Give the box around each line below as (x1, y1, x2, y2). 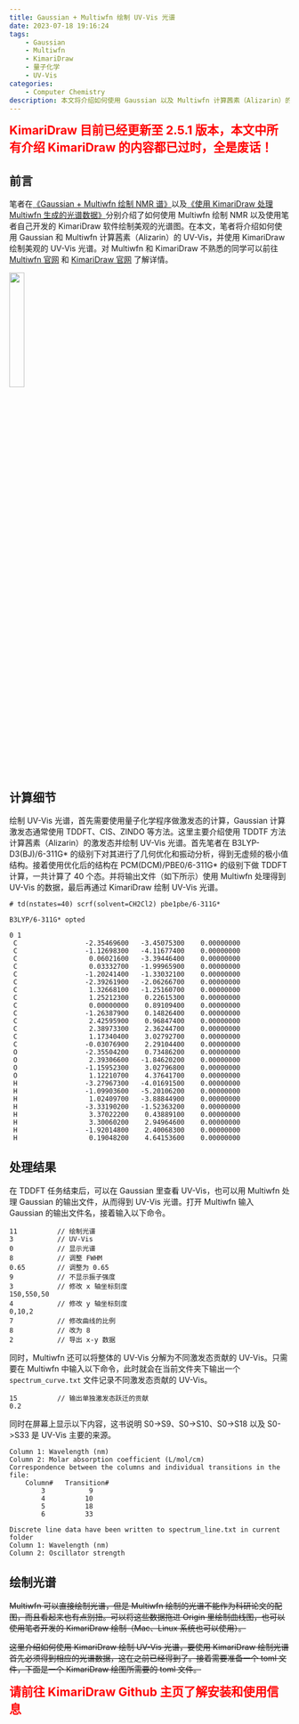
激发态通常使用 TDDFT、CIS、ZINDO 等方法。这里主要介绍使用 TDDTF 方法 (9, 826, 287, 837)
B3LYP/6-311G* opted (9, 915, 86, 924)
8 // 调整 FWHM (9, 1253, 102, 1263)
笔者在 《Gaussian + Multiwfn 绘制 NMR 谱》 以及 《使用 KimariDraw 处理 (9, 199, 273, 209)
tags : (9, 29, 29, 38)
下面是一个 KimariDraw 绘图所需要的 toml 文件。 (24, 1663, 202, 1674)
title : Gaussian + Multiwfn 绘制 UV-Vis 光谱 (9, 12, 176, 22)
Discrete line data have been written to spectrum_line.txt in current (9, 1525, 280, 1534)
